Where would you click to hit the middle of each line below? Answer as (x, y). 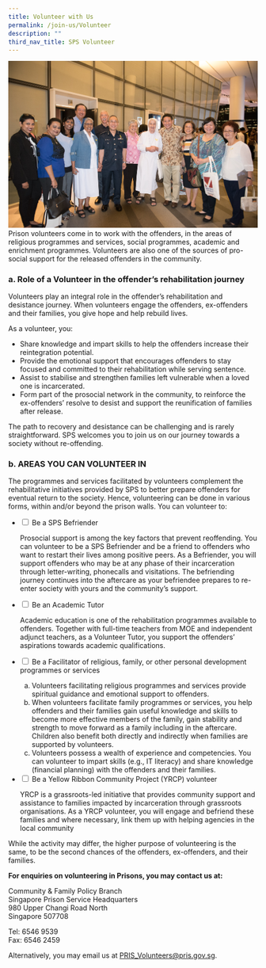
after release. (41, 411)
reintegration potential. (57, 353)
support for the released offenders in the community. (115, 258)
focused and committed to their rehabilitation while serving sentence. (133, 369)
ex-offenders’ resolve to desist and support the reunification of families (136, 403)
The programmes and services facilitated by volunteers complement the (126, 481)
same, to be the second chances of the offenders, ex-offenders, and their (128, 852)
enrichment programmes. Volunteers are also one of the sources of (118, 250)
